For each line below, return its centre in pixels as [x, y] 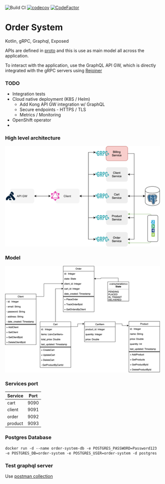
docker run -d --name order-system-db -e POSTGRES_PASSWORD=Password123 [81, 448]
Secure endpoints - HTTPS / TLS [53, 110]
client [13, 410]
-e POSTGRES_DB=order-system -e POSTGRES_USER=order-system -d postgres [81, 453]
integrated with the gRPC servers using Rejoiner [54, 70]
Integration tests [29, 94]
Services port [22, 384]
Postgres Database [28, 437]
